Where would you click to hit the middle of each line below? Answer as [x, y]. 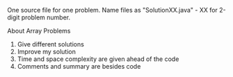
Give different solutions [51, 44]
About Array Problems [39, 31]
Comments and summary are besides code [79, 66]
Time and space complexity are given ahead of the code [98, 59]
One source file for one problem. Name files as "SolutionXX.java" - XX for [112, 10]
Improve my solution [47, 52]
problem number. [46, 17]
